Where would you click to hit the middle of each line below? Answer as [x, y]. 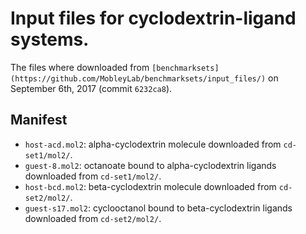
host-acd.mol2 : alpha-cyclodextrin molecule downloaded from [153, 144]
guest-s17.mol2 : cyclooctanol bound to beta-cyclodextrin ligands [158, 208]
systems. [50, 39]
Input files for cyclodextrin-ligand [153, 18]
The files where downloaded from [80, 67]
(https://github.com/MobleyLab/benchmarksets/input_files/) [138, 78]
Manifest [39, 120]
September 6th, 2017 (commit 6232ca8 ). [91, 88]
